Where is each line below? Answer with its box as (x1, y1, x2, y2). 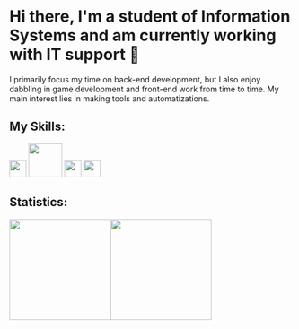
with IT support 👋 (9, 45, 140, 65)
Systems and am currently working (9, 25, 277, 46)
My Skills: (9, 119, 66, 134)
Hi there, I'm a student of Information (9, 6, 291, 27)
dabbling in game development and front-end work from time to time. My (9, 83, 280, 94)
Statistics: (9, 195, 68, 210)
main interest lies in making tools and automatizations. (9, 92, 210, 104)
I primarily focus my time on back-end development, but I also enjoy (9, 74, 261, 84)
